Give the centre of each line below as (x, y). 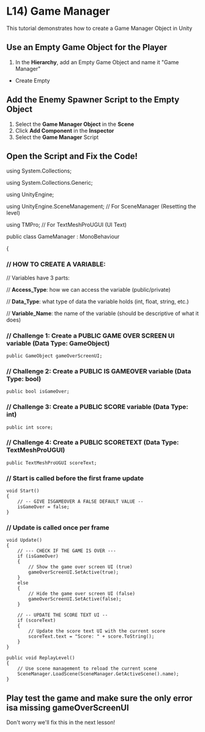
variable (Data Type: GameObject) (58, 343)
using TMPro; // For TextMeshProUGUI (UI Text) (67, 225)
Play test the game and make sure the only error (99, 698)
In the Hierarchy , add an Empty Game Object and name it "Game (97, 62)
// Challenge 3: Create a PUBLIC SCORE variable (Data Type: (97, 407)
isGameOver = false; (43, 507)
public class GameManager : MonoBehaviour (63, 237)
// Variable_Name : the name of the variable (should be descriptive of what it (102, 313)
